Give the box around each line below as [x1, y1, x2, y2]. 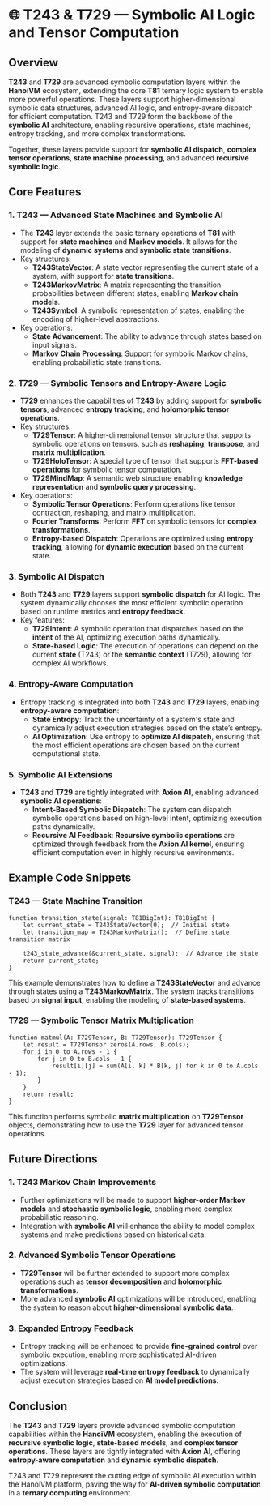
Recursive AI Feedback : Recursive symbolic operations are [32, 830, 235, 840]
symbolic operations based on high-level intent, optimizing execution [32, 813, 263, 823]
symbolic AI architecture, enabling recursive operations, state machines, [8, 120, 252, 130]
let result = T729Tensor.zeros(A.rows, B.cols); [23, 1040, 190, 1049]
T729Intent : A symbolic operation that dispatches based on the [32, 624, 244, 634]
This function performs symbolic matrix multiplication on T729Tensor [8, 1111, 244, 1121]
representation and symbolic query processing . [32, 481, 197, 491]
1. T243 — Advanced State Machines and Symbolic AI [8, 209, 224, 220]
